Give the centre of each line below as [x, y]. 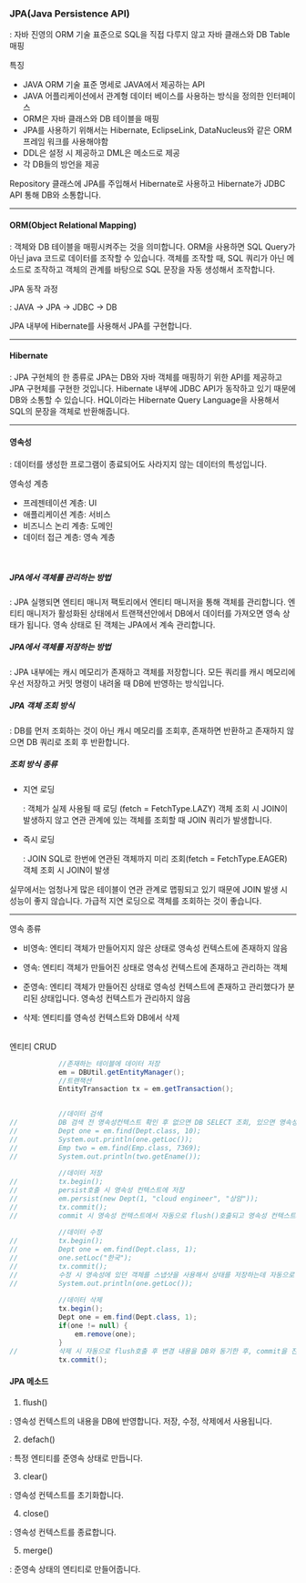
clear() [35, 1476]
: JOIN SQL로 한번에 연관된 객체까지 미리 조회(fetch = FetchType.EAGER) [155, 858]
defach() [39, 1439]
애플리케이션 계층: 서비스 [66, 514]
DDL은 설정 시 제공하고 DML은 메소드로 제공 [101, 153]
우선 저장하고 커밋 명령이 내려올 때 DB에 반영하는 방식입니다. [117, 683]
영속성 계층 [29, 483]
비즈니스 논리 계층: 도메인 [68, 526]
